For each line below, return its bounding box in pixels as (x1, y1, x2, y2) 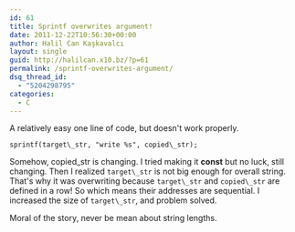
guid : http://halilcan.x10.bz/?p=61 (9, 55, 149, 65)
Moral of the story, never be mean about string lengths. (9, 213, 217, 224)
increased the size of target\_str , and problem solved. (9, 195, 217, 206)
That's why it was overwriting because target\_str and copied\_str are (9, 176, 280, 187)
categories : (9, 89, 55, 98)
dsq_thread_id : (9, 73, 68, 82)
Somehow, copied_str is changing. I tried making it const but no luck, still (9, 156, 285, 167)
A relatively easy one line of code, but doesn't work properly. (9, 123, 239, 134)
